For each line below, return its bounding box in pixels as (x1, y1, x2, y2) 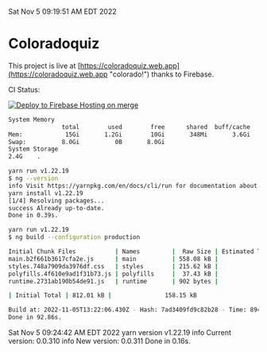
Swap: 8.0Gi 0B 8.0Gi (8, 138, 165, 146)
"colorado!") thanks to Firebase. (109, 69, 215, 79)
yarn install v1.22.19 (8, 189, 83, 198)
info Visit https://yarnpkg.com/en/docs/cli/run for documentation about (8, 182, 258, 190)
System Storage (8, 145, 59, 154)
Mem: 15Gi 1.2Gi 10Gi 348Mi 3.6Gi (8, 131, 250, 139)
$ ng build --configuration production (8, 233, 141, 241)
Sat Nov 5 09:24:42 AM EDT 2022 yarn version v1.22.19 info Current (8, 328, 232, 338)
